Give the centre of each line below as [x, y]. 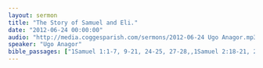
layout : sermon [33, 15]
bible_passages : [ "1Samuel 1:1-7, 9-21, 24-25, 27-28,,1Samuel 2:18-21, [129, 52]
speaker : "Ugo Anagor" [45, 45]
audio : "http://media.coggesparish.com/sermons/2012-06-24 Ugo [113, 37]
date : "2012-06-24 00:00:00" [56, 30]
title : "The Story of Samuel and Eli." [73, 23]
